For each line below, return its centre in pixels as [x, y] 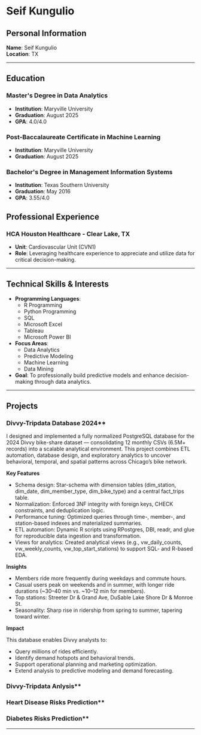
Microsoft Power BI [47, 337]
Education [26, 78]
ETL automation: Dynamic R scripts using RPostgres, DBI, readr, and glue [105, 530]
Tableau [33, 330]
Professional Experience [53, 216]
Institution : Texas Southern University [62, 185]
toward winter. [33, 617]
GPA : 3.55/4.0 [32, 198]
